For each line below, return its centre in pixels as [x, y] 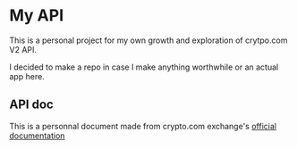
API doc [31, 105]
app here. [27, 76]
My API [37, 16]
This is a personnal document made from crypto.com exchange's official [143, 126]
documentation [37, 136]
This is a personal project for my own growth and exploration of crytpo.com [148, 40]
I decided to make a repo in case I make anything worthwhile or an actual [144, 67]
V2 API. [23, 49]
